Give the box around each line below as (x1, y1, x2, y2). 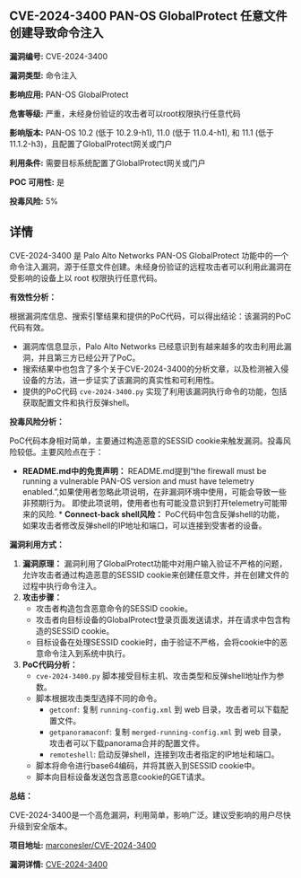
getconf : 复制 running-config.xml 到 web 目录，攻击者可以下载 (48, 704, 281, 715)
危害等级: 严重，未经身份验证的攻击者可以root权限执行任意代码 (9, 108, 242, 119)
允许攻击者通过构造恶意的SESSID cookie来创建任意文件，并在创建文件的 (21, 569, 289, 580)
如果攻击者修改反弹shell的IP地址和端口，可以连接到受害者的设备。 (21, 520, 267, 531)
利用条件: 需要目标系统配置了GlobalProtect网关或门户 (9, 157, 206, 168)
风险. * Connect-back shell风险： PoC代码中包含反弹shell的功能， (38, 508, 285, 519)
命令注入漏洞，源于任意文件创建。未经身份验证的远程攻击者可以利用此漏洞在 (9, 261, 292, 272)
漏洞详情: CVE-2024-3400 (9, 858, 108, 869)
